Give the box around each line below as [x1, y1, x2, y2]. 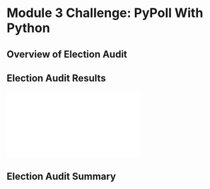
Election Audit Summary [6, 170, 116, 182]
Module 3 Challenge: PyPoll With [6, 5, 204, 21]
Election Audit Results [6, 72, 107, 84]
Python [6, 20, 50, 36]
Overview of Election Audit [6, 48, 128, 60]
